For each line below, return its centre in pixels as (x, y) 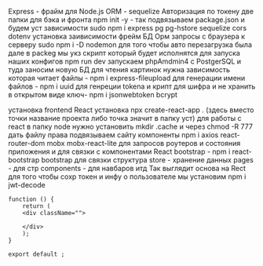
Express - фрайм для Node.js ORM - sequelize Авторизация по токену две (131, 11)
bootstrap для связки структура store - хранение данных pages (147, 160)
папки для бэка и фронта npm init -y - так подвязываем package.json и (126, 20)
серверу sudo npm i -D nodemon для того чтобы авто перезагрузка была (130, 45)
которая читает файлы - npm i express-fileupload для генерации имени (127, 78)
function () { (31, 199)
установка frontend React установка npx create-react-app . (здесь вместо (131, 110)
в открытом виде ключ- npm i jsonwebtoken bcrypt (93, 95)
